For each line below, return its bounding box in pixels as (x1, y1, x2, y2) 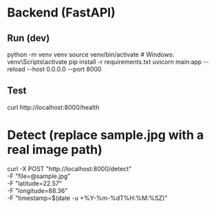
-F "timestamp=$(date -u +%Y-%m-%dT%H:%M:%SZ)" (7, 194, 168, 202)
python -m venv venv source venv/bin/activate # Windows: (7, 50, 175, 58)
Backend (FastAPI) (7, 5, 116, 21)
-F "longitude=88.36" (7, 186, 68, 195)
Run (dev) (7, 32, 50, 44)
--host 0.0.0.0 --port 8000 (26, 65, 102, 73)
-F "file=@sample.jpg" (7, 172, 71, 180)
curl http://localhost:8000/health (7, 103, 100, 111)
